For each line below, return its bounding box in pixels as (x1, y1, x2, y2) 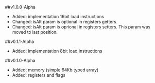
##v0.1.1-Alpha (5, 39, 34, 44)
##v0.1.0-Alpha (5, 58, 35, 63)
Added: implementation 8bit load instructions (12, 48, 103, 54)
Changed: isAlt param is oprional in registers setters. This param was (12, 24, 151, 30)
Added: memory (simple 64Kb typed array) (12, 67, 99, 73)
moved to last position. (12, 29, 58, 35)
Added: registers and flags (12, 72, 66, 78)
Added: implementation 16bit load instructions (12, 14, 104, 19)
